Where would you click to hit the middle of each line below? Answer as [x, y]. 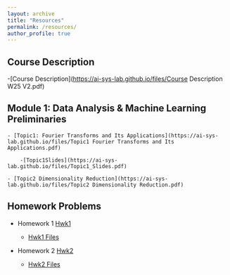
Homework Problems [55, 206]
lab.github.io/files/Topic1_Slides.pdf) [68, 166]
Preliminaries [37, 119]
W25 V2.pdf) [26, 87]
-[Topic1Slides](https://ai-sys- [69, 160]
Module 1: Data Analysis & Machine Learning [107, 109]
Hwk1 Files [44, 237]
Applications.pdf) [34, 148]
